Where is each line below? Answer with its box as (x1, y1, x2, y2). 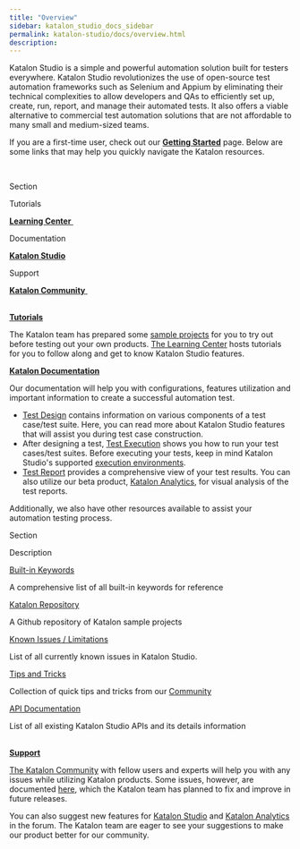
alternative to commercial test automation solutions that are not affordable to (9, 110, 292, 121)
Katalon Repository (9, 599, 80, 610)
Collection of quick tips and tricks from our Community (9, 686, 212, 697)
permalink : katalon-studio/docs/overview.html (9, 30, 186, 38)
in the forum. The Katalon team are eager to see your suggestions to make (9, 820, 284, 831)
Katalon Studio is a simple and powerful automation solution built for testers (9, 63, 289, 73)
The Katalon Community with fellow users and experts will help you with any (9, 765, 291, 776)
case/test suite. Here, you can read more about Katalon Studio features (21, 420, 286, 430)
